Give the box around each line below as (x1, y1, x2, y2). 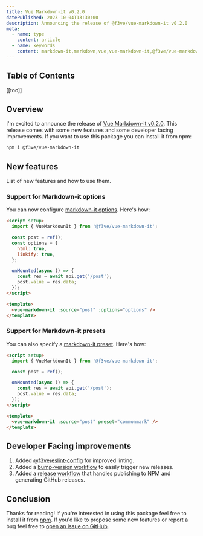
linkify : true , (17, 251, 56, 257)
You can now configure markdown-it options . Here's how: (6, 206, 150, 213)
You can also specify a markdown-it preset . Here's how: (6, 340, 146, 347)
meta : (6, 25, 20, 32)
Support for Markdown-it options (6, 192, 106, 201)
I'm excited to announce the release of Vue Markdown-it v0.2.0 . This (6, 120, 178, 128)
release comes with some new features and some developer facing (6, 126, 173, 134)
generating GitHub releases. (14, 476, 86, 483)
